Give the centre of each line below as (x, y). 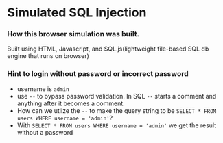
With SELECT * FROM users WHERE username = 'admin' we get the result (117, 125)
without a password (45, 132)
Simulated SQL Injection (77, 13)
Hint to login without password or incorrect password (98, 74)
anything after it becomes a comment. (71, 103)
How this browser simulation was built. (73, 34)
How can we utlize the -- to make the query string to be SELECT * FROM (117, 110)
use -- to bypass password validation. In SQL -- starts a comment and (117, 96)
